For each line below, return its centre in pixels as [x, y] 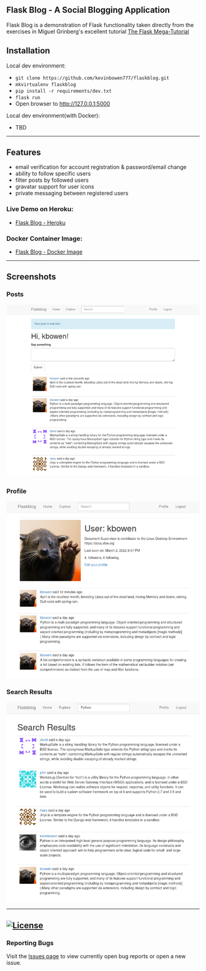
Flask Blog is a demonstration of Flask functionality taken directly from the [100, 25]
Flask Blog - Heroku [40, 222]
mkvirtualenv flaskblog [46, 84]
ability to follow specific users [53, 174]
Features [24, 153]
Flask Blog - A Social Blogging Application [88, 10]
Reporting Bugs [30, 943]
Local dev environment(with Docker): [53, 115]
